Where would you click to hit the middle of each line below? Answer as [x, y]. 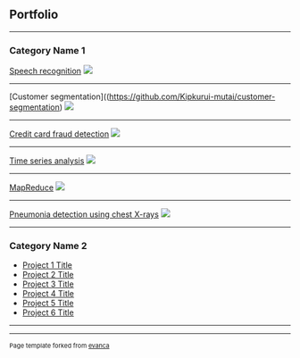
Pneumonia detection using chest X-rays [84, 214]
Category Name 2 [48, 246]
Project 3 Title [48, 284]
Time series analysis [47, 161]
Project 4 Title [48, 294]
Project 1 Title [47, 265]
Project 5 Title [48, 304]
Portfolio [34, 15]
